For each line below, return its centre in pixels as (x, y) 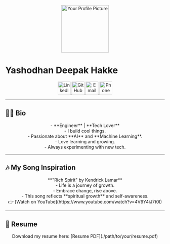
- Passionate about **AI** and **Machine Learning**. (85, 136)
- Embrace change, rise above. (85, 190)
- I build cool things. (85, 131)
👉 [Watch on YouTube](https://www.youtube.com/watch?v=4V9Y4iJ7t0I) (85, 201)
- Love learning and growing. (85, 141)
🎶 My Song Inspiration (40, 168)
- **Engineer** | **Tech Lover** (85, 125)
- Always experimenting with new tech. (85, 147)
